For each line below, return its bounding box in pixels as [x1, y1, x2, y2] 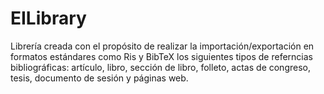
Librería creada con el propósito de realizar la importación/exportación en [10, 40, 315, 52]
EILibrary [10, 7, 87, 30]
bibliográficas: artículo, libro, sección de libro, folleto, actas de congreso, [10, 61, 311, 73]
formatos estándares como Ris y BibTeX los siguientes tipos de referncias [10, 50, 313, 62]
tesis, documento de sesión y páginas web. [10, 72, 189, 84]
